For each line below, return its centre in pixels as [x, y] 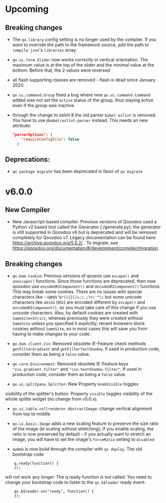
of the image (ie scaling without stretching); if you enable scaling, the [83, 429]
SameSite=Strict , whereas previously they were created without [77, 318]
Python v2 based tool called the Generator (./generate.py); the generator [86, 227]
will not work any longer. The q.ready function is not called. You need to [79, 477]
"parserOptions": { [32, 135]
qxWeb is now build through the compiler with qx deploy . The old [77, 449]
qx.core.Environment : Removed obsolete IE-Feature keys [70, 364]
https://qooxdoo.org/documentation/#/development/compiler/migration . [86, 248]
